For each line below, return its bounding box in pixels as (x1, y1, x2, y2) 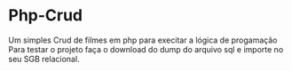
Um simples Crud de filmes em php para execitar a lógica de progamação (8, 35, 278, 45)
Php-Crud (8, 5, 83, 26)
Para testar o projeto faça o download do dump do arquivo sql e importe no (8, 43, 284, 54)
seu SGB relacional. (8, 53, 81, 64)
